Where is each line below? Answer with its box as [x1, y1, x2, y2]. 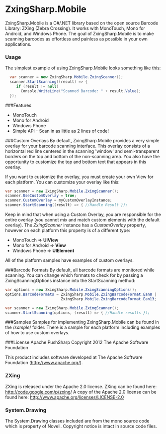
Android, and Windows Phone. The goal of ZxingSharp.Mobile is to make [5, 30, 154, 36]
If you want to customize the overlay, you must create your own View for [5, 174, 154, 180]
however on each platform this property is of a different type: [5, 227, 130, 233]
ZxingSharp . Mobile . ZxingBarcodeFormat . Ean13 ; [60, 296, 157, 301]
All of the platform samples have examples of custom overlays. [5, 257, 134, 263]
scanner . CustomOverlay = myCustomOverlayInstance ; [5, 198, 112, 203]
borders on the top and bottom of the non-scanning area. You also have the [5, 153, 160, 159]
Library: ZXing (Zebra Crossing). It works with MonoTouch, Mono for [5, 25, 146, 31]
